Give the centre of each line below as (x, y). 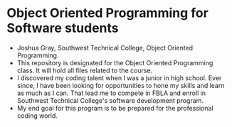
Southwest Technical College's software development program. (110, 100)
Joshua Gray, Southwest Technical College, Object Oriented (105, 48)
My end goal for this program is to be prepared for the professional (115, 108)
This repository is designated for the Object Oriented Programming (115, 62)
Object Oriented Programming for (108, 13)
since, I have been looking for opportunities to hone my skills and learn (121, 85)
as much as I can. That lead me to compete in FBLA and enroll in (111, 93)
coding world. (37, 116)
